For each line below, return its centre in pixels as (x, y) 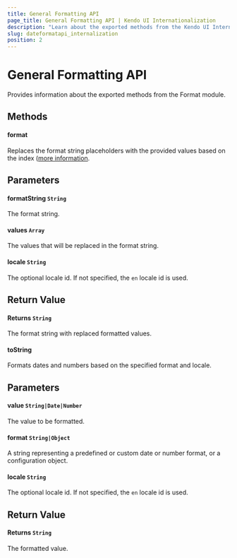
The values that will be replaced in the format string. (83, 246)
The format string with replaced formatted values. (80, 333)
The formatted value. (38, 549)
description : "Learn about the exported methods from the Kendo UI (109, 27)
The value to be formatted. (46, 422)
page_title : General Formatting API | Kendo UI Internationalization (112, 20)
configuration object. (38, 461)
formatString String (37, 198)
